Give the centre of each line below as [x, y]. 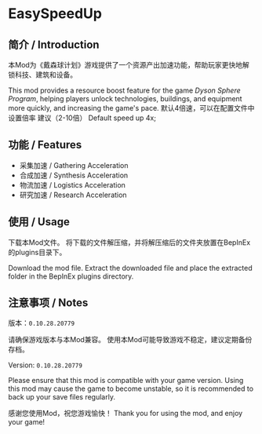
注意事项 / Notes [48, 303]
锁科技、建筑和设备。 [42, 75]
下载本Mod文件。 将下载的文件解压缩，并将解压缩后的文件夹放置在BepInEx [129, 242]
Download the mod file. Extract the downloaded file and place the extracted [130, 268]
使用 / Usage [39, 222]
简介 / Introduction [54, 44]
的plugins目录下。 [37, 252]
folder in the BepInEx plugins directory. [71, 276]
